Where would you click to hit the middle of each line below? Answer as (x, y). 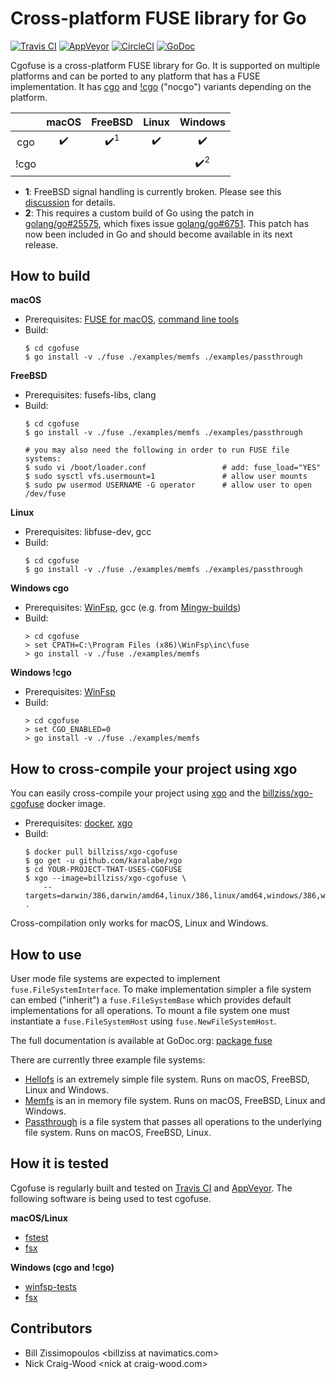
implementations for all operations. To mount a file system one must (150, 1011)
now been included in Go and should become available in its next (158, 234)
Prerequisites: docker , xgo (78, 823)
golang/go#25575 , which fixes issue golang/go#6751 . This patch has (167, 223)
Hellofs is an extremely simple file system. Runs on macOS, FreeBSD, (167, 1079)
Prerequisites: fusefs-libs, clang (90, 395)
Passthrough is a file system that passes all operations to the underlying (173, 1122)
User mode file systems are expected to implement (115, 979)
